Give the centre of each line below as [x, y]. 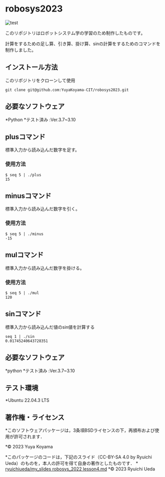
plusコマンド [25, 137]
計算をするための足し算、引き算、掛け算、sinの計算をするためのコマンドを [83, 44]
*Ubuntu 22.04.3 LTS [27, 400]
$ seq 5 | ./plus [23, 175]
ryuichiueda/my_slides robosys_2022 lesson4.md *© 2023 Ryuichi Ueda [80, 469]
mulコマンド [24, 255]
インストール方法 [32, 68]
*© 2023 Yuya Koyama [29, 447]
